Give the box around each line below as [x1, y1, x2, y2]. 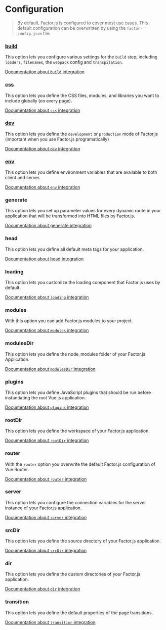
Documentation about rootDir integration [5, 437, 89, 443]
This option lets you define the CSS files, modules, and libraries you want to [5, 93, 160, 98]
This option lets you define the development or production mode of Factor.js [5, 131, 158, 137]
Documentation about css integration [5, 107, 81, 113]
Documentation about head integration [5, 256, 84, 262]
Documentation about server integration [5, 514, 87, 520]
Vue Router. [5, 466, 29, 472]
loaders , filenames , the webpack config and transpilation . [5, 59, 124, 65]
